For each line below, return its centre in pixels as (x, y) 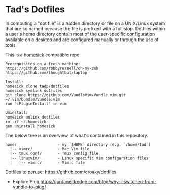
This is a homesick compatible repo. (43, 55)
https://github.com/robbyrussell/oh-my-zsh (52, 68)
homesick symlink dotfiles (34, 90)
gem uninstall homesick (30, 126)
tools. (11, 45)
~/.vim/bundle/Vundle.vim (32, 99)
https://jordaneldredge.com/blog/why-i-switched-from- (98, 181)
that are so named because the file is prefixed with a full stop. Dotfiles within (85, 28)
